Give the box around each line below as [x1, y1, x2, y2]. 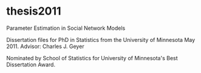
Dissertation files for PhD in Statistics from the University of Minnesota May [6, 36, 196, 43]
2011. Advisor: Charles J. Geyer [6, 43, 84, 50]
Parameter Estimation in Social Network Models [6, 24, 126, 32]
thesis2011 [6, 4, 62, 18]
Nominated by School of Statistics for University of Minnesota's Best [6, 54, 178, 61]
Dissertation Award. [6, 61, 56, 68]
